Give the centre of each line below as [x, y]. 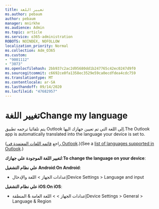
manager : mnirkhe [23, 23]
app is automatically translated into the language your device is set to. [75, 134]
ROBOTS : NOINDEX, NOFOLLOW [32, 42]
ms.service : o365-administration [39, 37]
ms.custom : [16, 55]
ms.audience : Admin [25, 28]
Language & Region [32, 201]
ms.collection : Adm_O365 [30, 50]
